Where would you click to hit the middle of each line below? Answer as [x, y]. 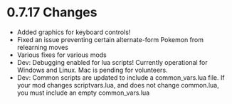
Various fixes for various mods [62, 55]
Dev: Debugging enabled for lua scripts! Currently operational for [112, 62]
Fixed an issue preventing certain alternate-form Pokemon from [110, 39]
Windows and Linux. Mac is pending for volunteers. [92, 70]
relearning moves [43, 47]
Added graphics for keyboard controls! [74, 32]
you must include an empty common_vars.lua [83, 93]
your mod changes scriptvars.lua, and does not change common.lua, [118, 85]
